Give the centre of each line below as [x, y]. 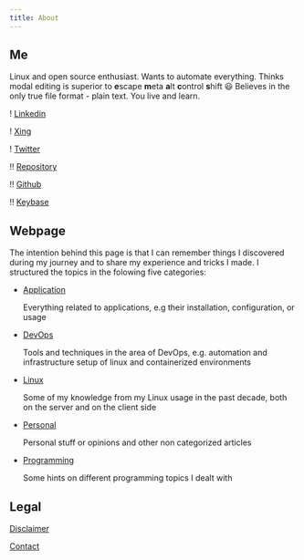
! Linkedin [28, 114]
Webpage [37, 230]
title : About [34, 18]
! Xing [21, 131]
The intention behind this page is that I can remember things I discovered [147, 253]
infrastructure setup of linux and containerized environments [136, 362]
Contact [24, 546]
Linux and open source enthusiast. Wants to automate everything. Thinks [147, 77]
